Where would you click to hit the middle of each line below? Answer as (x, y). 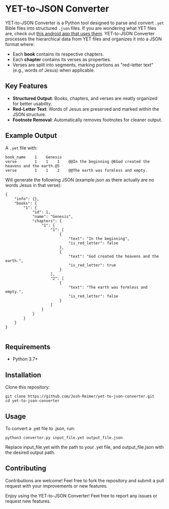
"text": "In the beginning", (99, 239)
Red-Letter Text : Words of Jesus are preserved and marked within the (86, 109)
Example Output (31, 136)
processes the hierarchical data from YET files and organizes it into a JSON (83, 39)
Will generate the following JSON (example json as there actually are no (80, 179)
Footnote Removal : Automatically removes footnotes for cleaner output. (87, 120)
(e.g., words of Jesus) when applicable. (53, 70)
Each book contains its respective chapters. (58, 54)
